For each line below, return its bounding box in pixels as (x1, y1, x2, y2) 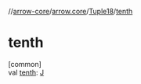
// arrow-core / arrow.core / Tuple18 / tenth (8, 7, 133, 16)
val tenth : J (8, 68, 45, 77)
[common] (8, 59, 42, 68)
